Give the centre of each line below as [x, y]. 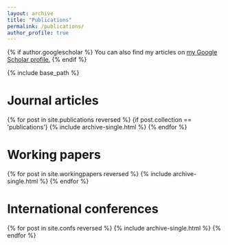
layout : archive [30, 13]
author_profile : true [38, 33]
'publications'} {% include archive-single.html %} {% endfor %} [97, 127]
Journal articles [53, 101]
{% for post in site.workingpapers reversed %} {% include [89, 174]
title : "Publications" [39, 20]
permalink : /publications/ [46, 26]
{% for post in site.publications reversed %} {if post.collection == [100, 120]
